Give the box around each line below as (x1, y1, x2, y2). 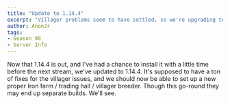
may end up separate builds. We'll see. (7, 89, 116, 97)
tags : (7, 29, 23, 36)
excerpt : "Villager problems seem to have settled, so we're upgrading (7, 16, 216, 23)
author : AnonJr (7, 22, 51, 29)
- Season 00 (7, 35, 41, 42)
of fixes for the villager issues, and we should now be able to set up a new (7, 75, 216, 82)
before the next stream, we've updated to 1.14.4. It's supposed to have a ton (7, 67, 221, 75)
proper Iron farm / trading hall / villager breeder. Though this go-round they (7, 82, 219, 90)
